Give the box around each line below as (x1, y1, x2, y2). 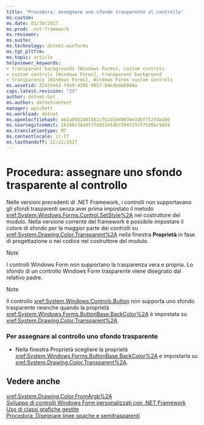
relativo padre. (6, 273, 43, 281)
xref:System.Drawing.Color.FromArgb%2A (6, 392, 113, 399)
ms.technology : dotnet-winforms (6, 43, 88, 49)
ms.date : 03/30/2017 (6, 20, 59, 26)
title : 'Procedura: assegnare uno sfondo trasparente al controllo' (6, 9, 184, 15)
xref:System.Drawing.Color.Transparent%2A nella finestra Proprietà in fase (6, 231, 195, 238)
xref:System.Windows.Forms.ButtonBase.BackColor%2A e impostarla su (15, 352, 198, 359)
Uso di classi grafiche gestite (6, 406, 79, 413)
